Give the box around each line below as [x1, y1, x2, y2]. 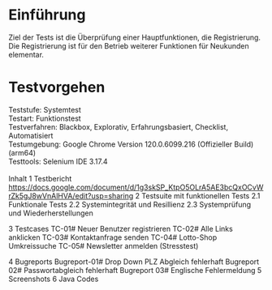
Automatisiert [8, 130, 54, 140]
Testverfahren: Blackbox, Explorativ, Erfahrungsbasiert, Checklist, [8, 122, 229, 131]
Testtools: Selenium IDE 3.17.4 [8, 156, 108, 166]
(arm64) [8, 147, 37, 157]
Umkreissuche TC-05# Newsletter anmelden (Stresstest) [8, 241, 199, 250]
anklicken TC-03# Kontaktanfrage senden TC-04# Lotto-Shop [8, 232, 218, 242]
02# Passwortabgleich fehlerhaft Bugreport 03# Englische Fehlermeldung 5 [8, 265, 262, 275]
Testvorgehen [8, 79, 106, 96]
